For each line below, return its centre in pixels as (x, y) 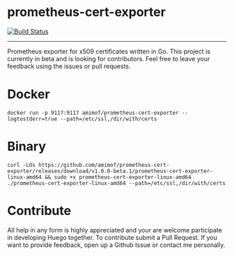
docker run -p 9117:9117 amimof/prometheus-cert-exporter (93, 113)
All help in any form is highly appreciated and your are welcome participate (115, 230)
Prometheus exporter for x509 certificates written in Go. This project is (109, 51)
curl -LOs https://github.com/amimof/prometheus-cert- (88, 165)
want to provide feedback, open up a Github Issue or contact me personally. (116, 245)
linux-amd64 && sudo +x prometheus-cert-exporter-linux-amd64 (99, 177)
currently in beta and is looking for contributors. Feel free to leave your (109, 58)
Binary (27, 146)
